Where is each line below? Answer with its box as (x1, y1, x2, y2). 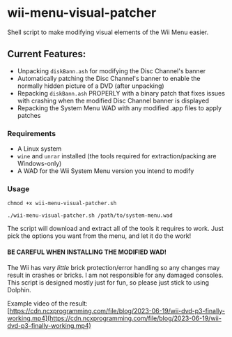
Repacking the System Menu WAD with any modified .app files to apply (17, 103, 222, 112)
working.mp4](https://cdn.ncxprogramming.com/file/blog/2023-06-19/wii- (7, 314, 222, 322)
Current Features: (7, 48, 86, 60)
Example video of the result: (7, 299, 88, 308)
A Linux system (17, 144, 62, 153)
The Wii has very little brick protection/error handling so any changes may (7, 263, 220, 271)
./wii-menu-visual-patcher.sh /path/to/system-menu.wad (7, 212, 173, 219)
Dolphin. (7, 285, 31, 294)
